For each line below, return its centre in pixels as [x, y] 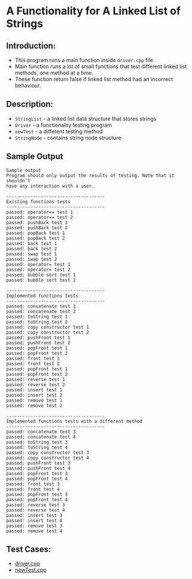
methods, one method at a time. [54, 73]
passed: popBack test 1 [36, 233]
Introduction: [31, 46]
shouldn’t [18, 180]
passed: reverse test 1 [36, 379]
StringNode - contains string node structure [68, 137]
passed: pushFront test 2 [38, 343]
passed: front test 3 [33, 484]
